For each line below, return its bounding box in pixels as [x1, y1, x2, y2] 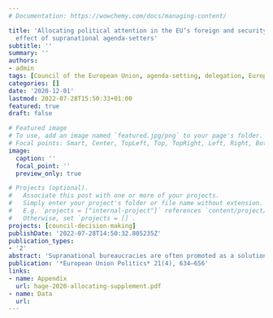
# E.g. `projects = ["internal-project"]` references [8, 207, 201, 215]
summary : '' [8, 49, 49, 58]
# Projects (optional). [8, 184, 89, 192]
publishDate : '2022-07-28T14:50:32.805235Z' [8, 229, 162, 238]
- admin [8, 64, 35, 73]
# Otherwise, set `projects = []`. [8, 214, 136, 222]
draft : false [8, 110, 53, 118]
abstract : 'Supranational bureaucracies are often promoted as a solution [8, 252, 267, 260]
